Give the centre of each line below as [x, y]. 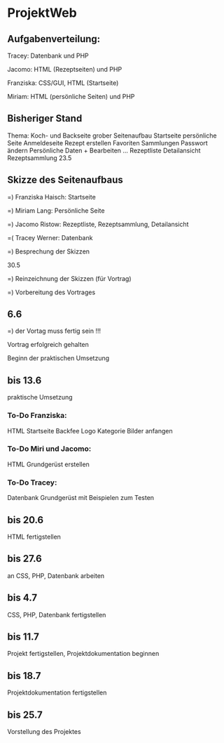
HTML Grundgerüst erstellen [48, 464]
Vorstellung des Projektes [44, 732]
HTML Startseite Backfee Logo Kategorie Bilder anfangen [90, 430]
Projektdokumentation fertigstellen [57, 692]
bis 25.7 [25, 715]
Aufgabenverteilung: [54, 39]
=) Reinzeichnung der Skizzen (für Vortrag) [69, 278]
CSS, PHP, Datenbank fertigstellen [57, 614]
